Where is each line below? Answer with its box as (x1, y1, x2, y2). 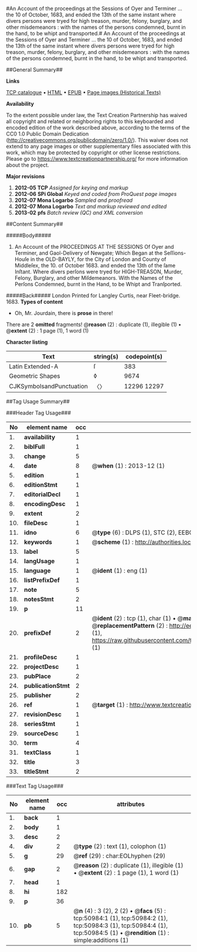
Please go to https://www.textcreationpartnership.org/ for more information (6, 155, 188, 162)
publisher (24, 692, 52, 699)
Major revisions (6, 173, 45, 179)
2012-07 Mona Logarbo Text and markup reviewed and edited (14, 203, 167, 210)
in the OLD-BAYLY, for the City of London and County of (30, 256, 167, 263)
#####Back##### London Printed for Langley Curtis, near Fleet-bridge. (6, 292, 181, 299)
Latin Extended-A (9, 362, 59, 370)
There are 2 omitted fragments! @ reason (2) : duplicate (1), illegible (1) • (6, 321, 182, 328)
